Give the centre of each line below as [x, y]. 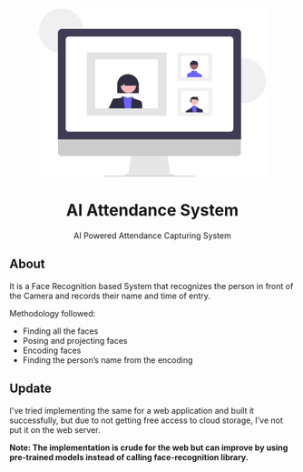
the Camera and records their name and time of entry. [110, 296]
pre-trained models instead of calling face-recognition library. [129, 457]
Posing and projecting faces [75, 340]
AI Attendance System [152, 211]
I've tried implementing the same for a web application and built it [132, 410]
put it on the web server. [55, 429]
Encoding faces [52, 350]
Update [31, 389]
